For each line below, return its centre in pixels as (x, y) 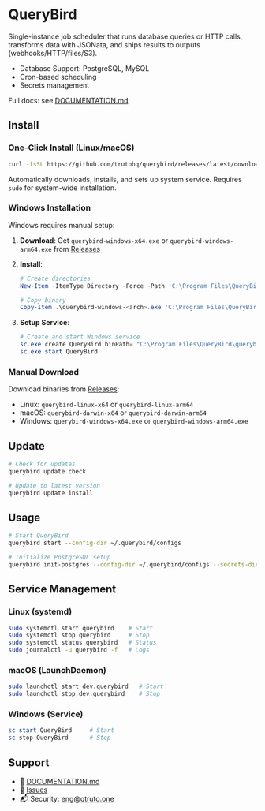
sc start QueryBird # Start (61, 731)
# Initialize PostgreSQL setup (60, 558)
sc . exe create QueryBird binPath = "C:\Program (97, 345)
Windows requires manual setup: (62, 225)
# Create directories (55, 278)
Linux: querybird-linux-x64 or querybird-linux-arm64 (106, 405)
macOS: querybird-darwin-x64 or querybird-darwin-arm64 (113, 413)
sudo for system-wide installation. (62, 188)
